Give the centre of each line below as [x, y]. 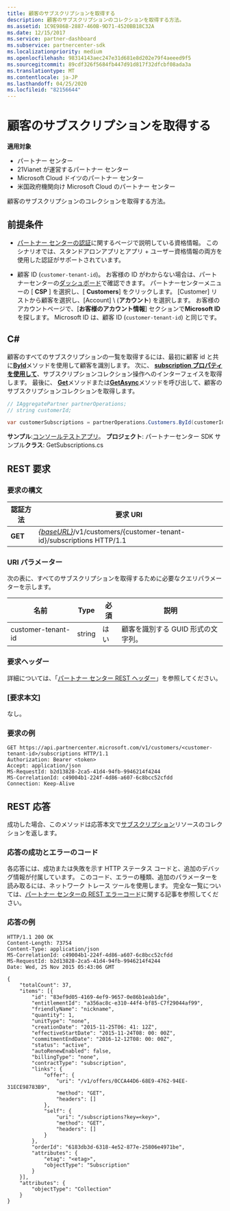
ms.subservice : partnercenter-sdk [56, 45]
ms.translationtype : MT [41, 71]
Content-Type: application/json [53, 949]
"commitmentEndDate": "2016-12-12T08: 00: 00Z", [102, 1039]
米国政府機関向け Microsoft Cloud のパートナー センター [96, 187]
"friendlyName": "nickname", [73, 1009]
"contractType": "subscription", [79, 1063]
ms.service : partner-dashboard [52, 39]
